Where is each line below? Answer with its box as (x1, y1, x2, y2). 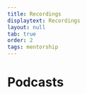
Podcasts (7, 74, 64, 90)
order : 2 (7, 37, 33, 44)
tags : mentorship (7, 43, 59, 51)
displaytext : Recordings (7, 17, 81, 24)
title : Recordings (7, 10, 62, 18)
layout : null (7, 23, 46, 31)
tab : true (7, 30, 37, 38)
